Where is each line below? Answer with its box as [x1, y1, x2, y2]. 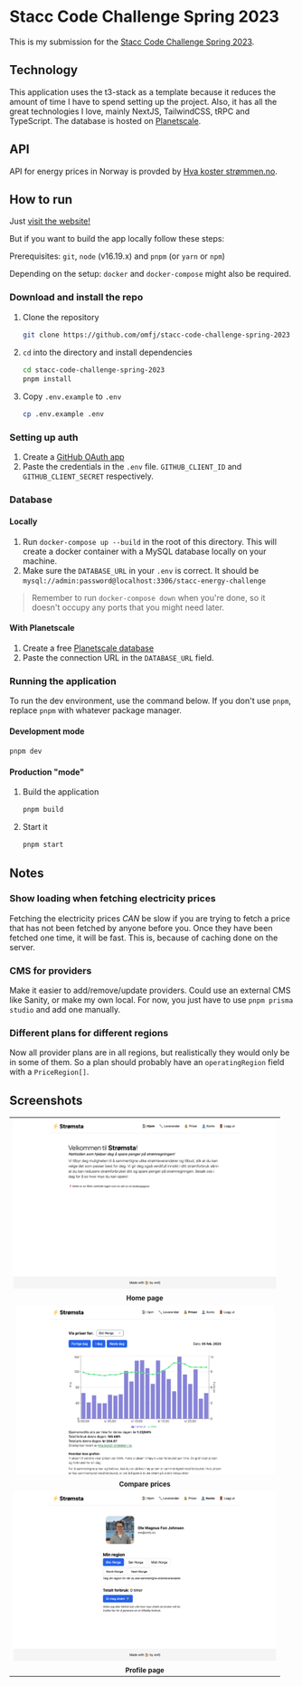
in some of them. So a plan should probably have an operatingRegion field [9, 1057, 285, 1068]
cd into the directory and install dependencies [22, 347, 193, 357]
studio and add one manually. [9, 1005, 120, 1015]
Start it [22, 822, 48, 833]
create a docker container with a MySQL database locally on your [22, 546, 267, 557]
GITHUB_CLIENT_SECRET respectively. [22, 471, 154, 481]
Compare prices [118, 1480, 171, 1489]
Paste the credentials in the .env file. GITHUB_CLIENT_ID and [22, 462, 242, 472]
